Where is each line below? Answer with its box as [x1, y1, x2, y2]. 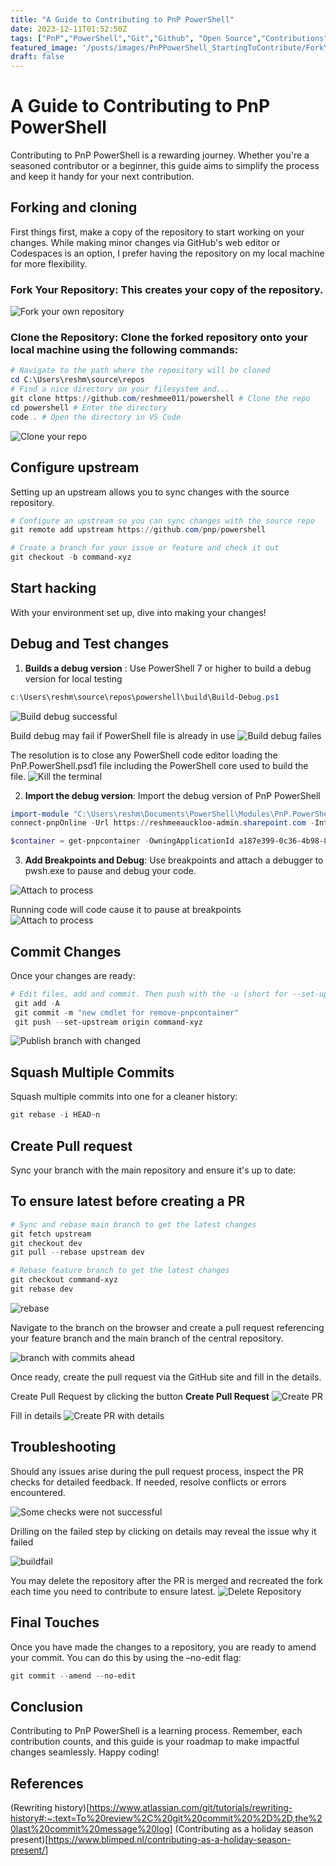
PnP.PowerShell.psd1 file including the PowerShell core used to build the [10, 759, 309, 771]
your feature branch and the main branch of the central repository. [10, 1332, 284, 1344]
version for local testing [24, 672, 123, 685]
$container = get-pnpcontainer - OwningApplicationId [10, 836, 235, 846]
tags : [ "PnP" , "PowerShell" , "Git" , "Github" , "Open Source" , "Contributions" [10, 33, 329, 43]
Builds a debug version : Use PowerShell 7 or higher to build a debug [24, 662, 312, 674]
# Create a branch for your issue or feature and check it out [10, 543, 280, 553]
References [10, 1775, 84, 1792]
